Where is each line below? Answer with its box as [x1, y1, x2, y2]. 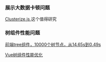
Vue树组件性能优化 [5, 52, 43, 58]
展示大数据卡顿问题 [5, 4, 50, 11]
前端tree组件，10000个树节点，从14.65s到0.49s [5, 41, 101, 47]
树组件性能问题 [5, 30, 40, 36]
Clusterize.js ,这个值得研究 [5, 16, 57, 22]
